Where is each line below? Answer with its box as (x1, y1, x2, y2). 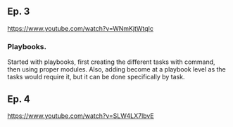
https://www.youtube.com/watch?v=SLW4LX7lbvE (7, 112, 154, 120)
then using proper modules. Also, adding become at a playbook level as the (7, 65, 227, 74)
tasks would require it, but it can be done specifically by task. (7, 73, 185, 81)
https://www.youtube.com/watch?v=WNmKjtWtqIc (7, 24, 153, 32)
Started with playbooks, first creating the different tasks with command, (7, 58, 216, 66)
